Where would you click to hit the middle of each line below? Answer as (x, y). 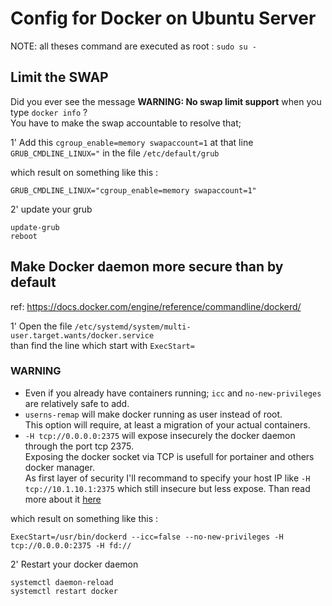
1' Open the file (41, 326)
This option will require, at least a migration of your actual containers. (167, 424)
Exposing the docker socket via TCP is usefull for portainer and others (169, 456)
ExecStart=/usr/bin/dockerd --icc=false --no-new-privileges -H (147, 537)
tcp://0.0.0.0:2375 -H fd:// (71, 545)
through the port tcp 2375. (79, 446)
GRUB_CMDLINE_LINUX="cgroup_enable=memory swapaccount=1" (133, 190)
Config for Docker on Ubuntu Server (163, 18)
